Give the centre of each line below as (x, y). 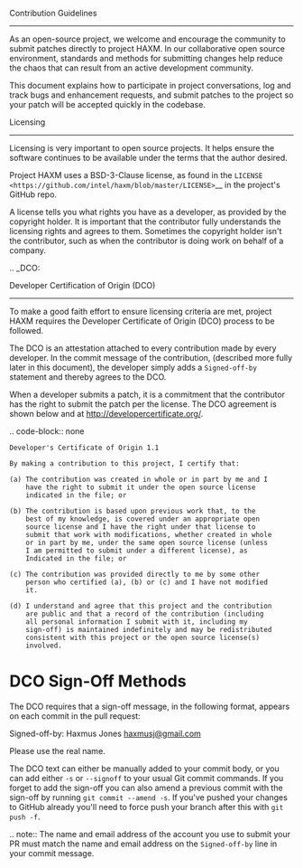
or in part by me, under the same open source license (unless (147, 542)
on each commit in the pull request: (75, 716)
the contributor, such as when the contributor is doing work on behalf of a (147, 241)
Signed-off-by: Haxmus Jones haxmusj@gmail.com (105, 733)
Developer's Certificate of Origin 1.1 (84, 448)
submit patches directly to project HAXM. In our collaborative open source (147, 48)
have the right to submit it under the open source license (141, 487)
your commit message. (52, 853)
